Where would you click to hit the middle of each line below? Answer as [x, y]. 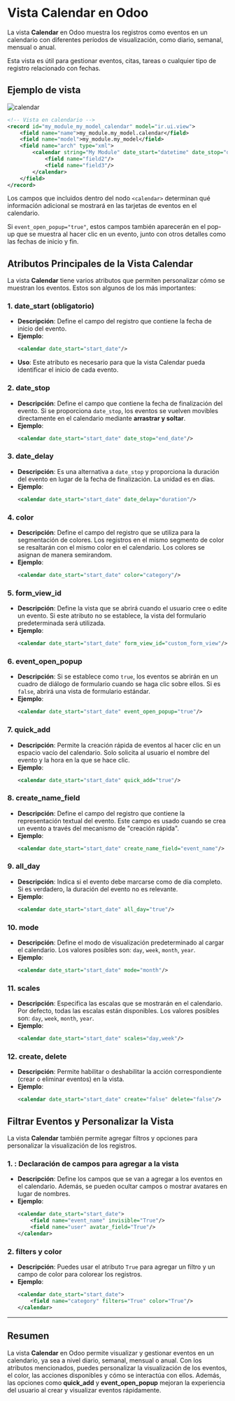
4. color [21, 517]
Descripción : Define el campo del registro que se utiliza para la [109, 532]
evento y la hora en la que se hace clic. [74, 760]
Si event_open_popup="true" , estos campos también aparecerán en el [107, 227]
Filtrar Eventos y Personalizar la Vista [91, 1121]
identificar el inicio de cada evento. [68, 370]
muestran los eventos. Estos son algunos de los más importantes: [102, 288]
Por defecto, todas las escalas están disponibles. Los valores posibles [118, 1011]
